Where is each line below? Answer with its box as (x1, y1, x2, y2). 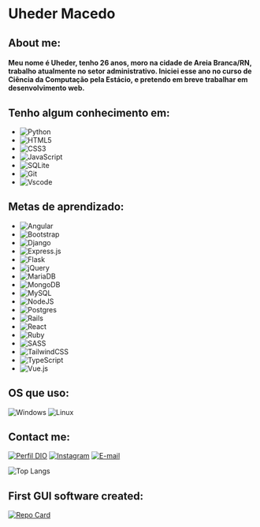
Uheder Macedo (8, 5, 116, 23)
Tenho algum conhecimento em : (8, 106, 170, 119)
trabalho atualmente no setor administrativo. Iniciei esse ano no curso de (8, 66, 252, 76)
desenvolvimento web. (8, 84, 85, 93)
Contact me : (8, 431, 71, 443)
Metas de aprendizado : (8, 200, 124, 214)
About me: (8, 36, 61, 50)
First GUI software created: (8, 489, 144, 503)
